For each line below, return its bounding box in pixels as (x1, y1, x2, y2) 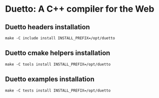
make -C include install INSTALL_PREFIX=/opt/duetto (5, 36, 115, 40)
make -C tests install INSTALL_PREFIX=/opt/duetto (5, 88, 111, 93)
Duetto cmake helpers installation (5, 49, 110, 57)
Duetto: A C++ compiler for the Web (5, 3, 155, 15)
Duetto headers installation (5, 23, 90, 31)
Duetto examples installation (5, 75, 95, 83)
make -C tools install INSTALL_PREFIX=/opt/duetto (5, 62, 111, 67)
